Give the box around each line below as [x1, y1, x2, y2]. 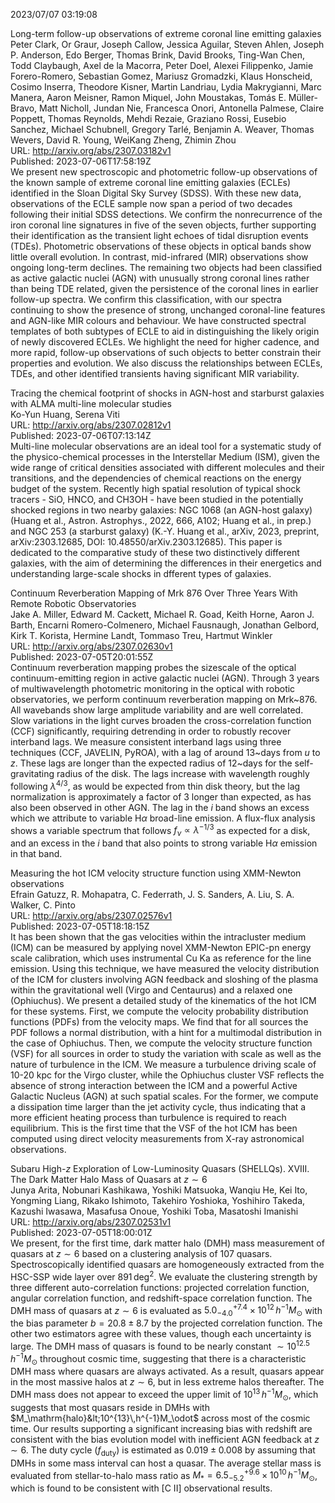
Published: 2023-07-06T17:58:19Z [10, 155, 152, 167]
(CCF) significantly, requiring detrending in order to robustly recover [10, 725, 292, 737]
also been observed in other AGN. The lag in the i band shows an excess [10, 801, 310, 813]
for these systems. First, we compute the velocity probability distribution [10, 1005, 309, 1018]
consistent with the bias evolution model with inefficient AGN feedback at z [10, 1433, 320, 1445]
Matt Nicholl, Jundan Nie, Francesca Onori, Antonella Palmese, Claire [39, 102, 325, 114]
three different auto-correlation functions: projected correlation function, [10, 1281, 310, 1293]
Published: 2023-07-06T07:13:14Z [10, 430, 152, 441]
